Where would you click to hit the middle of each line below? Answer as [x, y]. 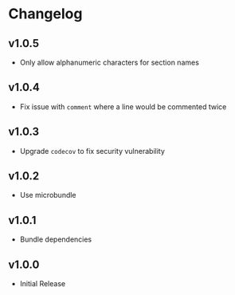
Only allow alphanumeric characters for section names [109, 62]
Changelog [45, 14]
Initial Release [43, 284]
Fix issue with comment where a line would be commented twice [123, 106]
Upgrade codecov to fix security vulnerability [92, 151]
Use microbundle [48, 195]
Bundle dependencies [56, 239]
